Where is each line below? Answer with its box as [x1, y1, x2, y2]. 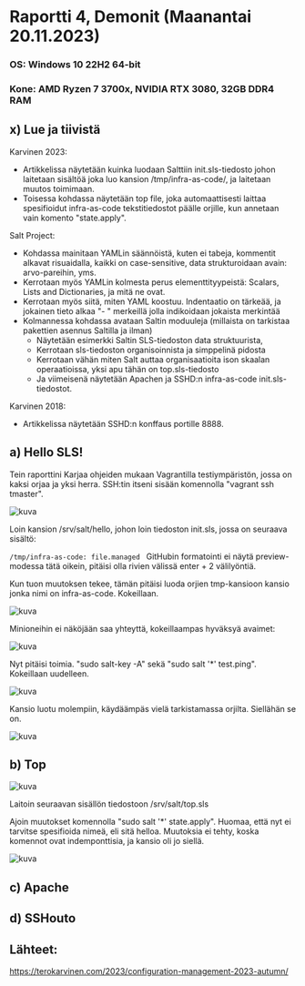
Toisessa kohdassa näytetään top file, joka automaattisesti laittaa [22, 193, 267, 204]
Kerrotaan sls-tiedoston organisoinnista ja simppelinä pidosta [36, 344, 266, 355]
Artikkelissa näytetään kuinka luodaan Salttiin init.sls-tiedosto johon [22, 164, 276, 175]
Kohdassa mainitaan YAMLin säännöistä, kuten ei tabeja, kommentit [22, 248, 276, 259]
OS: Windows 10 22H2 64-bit [9, 58, 141, 71]
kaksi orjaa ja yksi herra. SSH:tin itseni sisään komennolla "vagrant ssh [9, 478, 275, 489]
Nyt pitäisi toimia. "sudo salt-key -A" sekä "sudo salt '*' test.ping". [9, 658, 257, 669]
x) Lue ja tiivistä [9, 122, 101, 137]
